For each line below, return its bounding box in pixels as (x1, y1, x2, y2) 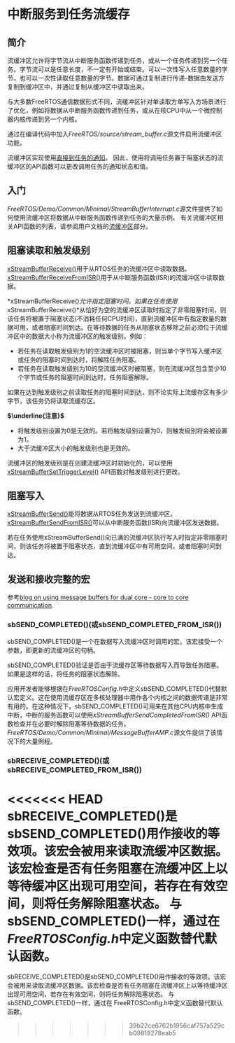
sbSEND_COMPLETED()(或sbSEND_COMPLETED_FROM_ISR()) (7, 620, 222, 630)
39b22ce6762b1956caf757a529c (129, 1021, 225, 1030)
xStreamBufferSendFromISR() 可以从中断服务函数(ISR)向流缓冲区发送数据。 (7, 519, 223, 527)
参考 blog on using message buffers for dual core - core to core (7, 593, 189, 602)
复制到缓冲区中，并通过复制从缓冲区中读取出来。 (7, 83, 148, 91)
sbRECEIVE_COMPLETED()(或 (7, 756, 110, 766)
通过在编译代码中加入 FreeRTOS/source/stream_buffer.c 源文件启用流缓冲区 (7, 130, 222, 138)
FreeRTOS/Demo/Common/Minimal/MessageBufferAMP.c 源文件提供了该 (7, 728, 217, 736)
